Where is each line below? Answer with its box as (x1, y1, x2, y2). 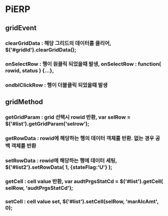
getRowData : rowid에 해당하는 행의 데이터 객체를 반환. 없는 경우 (5, 134, 154, 141)
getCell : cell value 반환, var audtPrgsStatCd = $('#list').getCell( (5, 178, 163, 185)
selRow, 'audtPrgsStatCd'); (5, 185, 73, 192)
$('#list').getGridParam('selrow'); (5, 120, 90, 127)
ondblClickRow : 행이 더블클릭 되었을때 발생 (5, 82, 108, 89)
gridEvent (5, 24, 37, 32)
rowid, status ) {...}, (5, 67, 54, 74)
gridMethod (5, 97, 43, 106)
